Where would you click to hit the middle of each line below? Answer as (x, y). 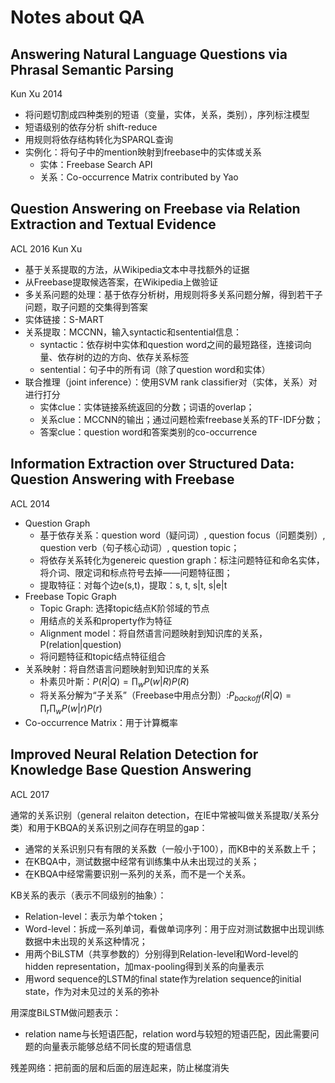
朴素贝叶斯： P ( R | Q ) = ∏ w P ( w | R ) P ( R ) (114, 682)
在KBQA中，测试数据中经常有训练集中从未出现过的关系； (142, 861)
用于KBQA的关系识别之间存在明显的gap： (122, 827)
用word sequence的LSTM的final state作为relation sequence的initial (163, 978)
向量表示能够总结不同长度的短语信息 (117, 1046)
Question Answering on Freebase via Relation (155, 209)
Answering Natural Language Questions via (149, 54)
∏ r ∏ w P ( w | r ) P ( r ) (71, 709)
